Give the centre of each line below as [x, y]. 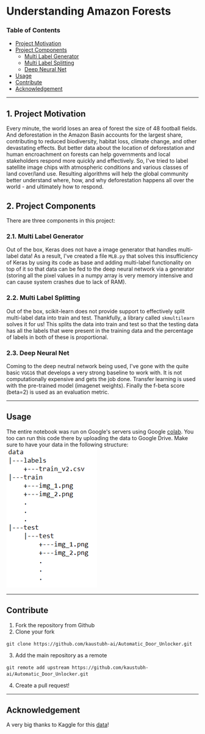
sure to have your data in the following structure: [67, 444]
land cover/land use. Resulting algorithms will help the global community [97, 174]
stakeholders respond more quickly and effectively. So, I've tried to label [97, 161]
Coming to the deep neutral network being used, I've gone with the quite [98, 366]
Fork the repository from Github [55, 625]
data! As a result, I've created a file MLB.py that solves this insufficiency [109, 256]
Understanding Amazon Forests [89, 11]
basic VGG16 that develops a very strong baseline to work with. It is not [94, 372]
